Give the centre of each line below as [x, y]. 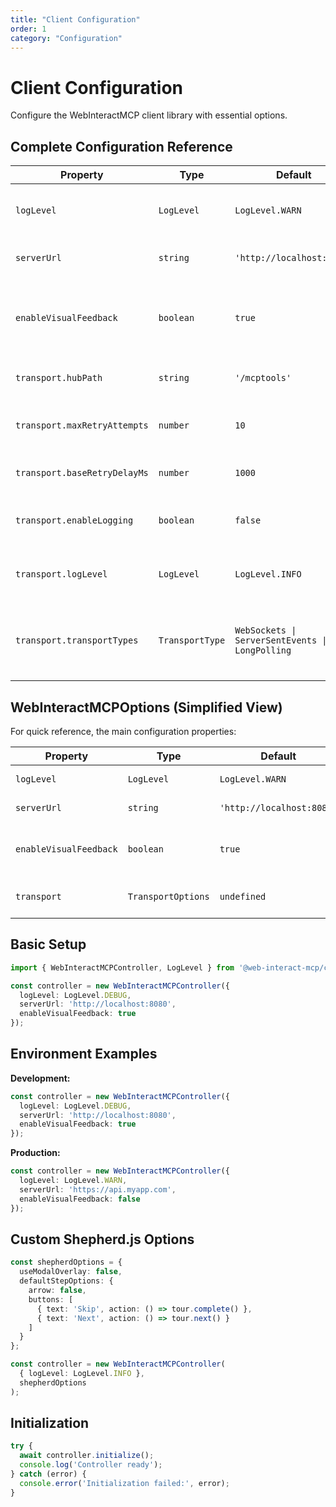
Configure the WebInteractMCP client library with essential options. [149, 115]
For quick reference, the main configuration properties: [123, 731]
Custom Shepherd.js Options [102, 1239]
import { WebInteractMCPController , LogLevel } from [122, 967]
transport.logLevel [61, 574]
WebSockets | [265, 630]
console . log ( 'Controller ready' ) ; [91, 1465]
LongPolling [263, 650]
